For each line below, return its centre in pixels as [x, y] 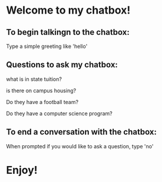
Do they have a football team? [42, 102]
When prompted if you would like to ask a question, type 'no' [80, 146]
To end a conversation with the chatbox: [82, 132]
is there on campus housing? [41, 90]
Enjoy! [22, 170]
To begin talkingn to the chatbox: [68, 32]
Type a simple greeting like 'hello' [47, 46]
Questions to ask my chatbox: [62, 65]
